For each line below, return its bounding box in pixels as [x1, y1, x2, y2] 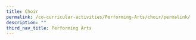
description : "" [6, 19, 46, 25]
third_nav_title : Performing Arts [6, 25, 92, 31]
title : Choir [6, 8, 39, 15]
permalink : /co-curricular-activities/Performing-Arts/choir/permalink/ [6, 14, 191, 20]
